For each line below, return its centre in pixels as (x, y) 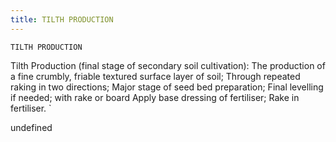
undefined (31, 127)
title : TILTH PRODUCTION (62, 19)
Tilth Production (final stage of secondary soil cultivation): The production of (168, 65)
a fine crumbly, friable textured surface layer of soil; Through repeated (155, 76)
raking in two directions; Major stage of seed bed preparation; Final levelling (167, 87)
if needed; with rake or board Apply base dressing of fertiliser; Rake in (155, 97)
